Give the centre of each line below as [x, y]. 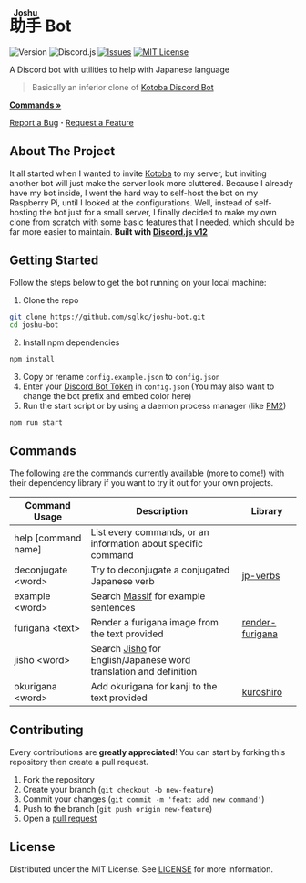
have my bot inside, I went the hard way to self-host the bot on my [134, 193]
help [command [48, 538]
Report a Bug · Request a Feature [71, 122]
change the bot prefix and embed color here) [107, 396]
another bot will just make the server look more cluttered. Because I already [151, 183]
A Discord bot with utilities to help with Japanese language [120, 69]
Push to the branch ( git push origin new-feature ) [117, 808]
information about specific [147, 543]
